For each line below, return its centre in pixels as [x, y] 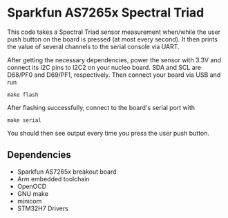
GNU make [32, 193]
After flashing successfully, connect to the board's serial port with [101, 107]
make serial [24, 120]
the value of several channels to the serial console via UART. [93, 46]
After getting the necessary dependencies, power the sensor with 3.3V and [114, 60]
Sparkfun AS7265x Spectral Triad [106, 13]
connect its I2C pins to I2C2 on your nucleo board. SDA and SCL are [104, 67]
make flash [23, 95]
